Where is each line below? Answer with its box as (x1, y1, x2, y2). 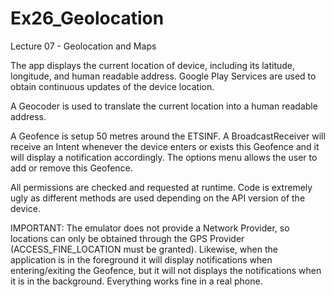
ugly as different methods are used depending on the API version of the (10, 192, 306, 204)
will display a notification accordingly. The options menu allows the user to (10, 151, 318, 163)
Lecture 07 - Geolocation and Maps (10, 40, 157, 52)
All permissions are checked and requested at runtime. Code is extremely (10, 181, 313, 193)
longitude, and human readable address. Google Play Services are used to (10, 70, 317, 82)
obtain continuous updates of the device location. (10, 80, 215, 92)
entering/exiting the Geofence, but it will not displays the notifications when (10, 264, 322, 276)
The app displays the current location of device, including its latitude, (10, 59, 296, 71)
